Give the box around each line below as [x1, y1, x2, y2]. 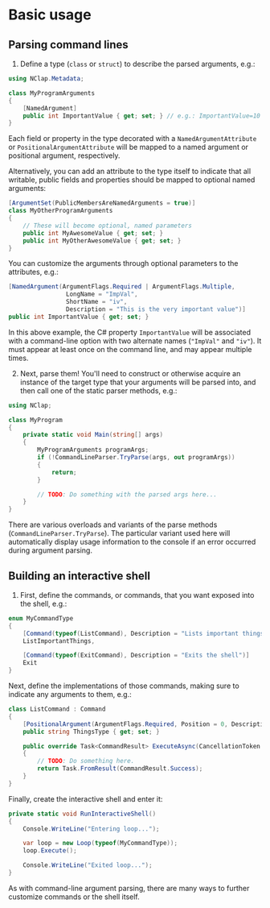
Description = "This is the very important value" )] [65, 305, 247, 313]
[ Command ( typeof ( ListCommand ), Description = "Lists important [22, 629, 239, 637]
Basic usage [8, 6, 92, 24]
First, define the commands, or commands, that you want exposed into [19, 590, 255, 599]
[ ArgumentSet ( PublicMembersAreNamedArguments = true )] [8, 199, 196, 207]
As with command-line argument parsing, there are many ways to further [8, 883, 250, 893]
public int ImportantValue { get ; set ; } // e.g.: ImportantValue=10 [22, 111, 261, 120]
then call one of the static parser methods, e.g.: [19, 385, 178, 396]
